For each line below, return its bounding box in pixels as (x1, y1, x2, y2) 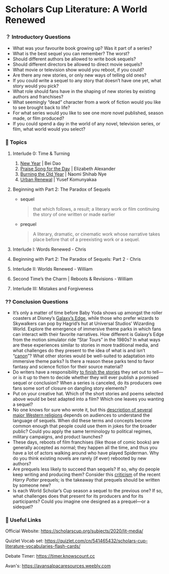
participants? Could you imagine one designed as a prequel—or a (12, 498, 150, 504)
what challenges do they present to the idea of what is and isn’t (12, 348, 146, 354)
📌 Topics (5, 139, 27, 146)
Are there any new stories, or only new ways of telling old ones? (12, 72, 147, 78)
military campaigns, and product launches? (12, 434, 103, 440)
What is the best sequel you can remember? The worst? (12, 51, 130, 57)
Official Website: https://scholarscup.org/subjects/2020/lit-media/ (5, 528, 144, 534)
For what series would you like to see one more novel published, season (12, 110, 163, 116)
